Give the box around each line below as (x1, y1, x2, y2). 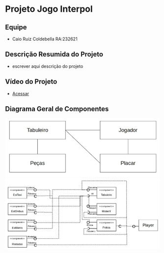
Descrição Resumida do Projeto (5, 50, 104, 58)
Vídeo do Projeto (5, 78, 57, 86)
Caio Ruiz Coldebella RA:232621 (12, 36, 78, 42)
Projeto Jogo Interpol (5, 3, 93, 15)
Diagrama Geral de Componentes (5, 105, 109, 113)
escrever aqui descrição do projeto (12, 63, 83, 69)
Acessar (12, 90, 29, 96)
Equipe (5, 23, 27, 31)
